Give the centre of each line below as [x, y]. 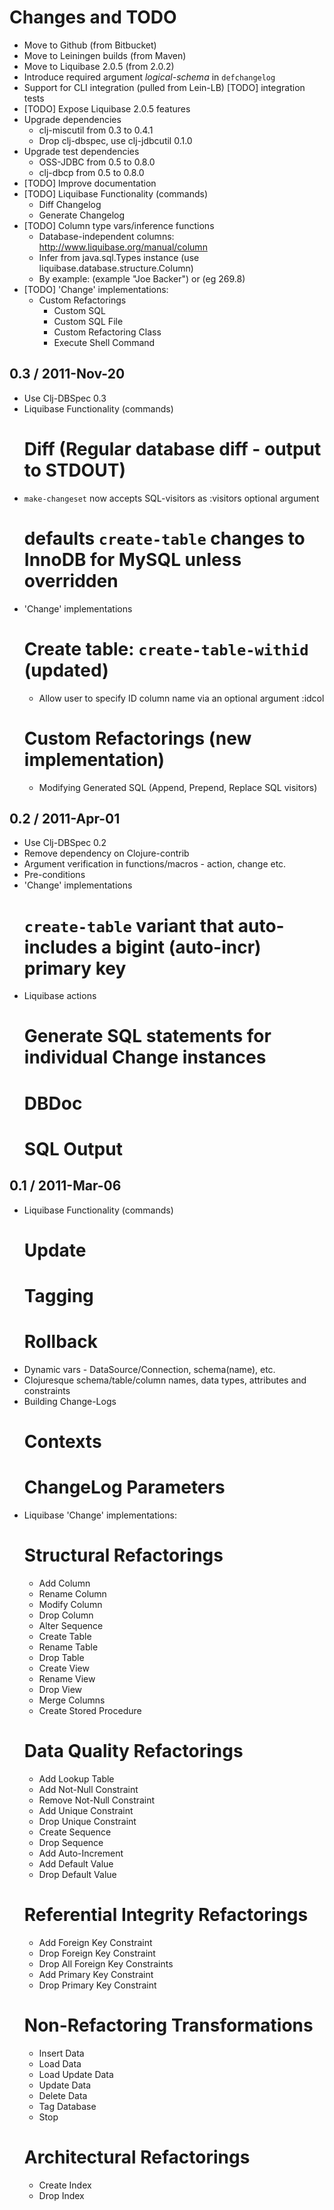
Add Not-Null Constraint [88, 1789]
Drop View [60, 1689]
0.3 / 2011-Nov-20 [67, 374]
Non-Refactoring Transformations [168, 2025]
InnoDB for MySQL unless [132, 559]
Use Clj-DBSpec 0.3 [65, 398]
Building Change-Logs [70, 1401]
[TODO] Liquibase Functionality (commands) [116, 193]
